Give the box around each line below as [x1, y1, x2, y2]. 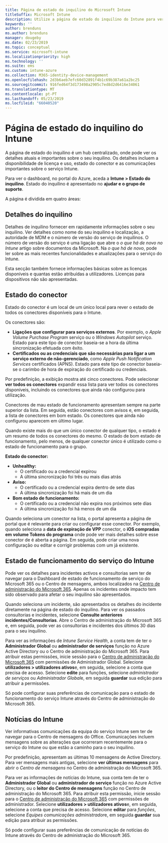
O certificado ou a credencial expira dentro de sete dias [19, 484, 135, 490]
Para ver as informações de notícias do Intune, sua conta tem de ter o [5, 775, 149, 781]
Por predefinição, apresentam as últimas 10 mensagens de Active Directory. [5, 754, 161, 760]
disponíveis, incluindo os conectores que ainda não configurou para [5, 386, 145, 392]
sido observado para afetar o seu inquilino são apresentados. [5, 591, 131, 597]
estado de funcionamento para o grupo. [5, 443, 87, 450]
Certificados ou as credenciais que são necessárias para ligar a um [12, 350, 155, 356]
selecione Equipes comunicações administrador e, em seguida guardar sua [5, 812, 160, 818]
